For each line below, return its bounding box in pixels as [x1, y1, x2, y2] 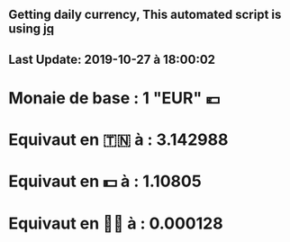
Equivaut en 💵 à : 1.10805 [8, 171, 202, 192]
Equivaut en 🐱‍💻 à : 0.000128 [8, 213, 223, 233]
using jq [8, 22, 55, 37]
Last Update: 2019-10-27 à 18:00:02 [8, 51, 216, 67]
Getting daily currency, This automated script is [8, 7, 282, 22]
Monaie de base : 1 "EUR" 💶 [8, 87, 221, 108]
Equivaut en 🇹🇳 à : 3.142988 [8, 130, 229, 150]
